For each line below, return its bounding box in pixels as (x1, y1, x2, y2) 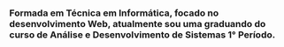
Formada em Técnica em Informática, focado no (9, 7, 219, 19)
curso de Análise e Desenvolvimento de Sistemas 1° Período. (9, 29, 276, 41)
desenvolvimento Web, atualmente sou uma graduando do (9, 17, 266, 30)
